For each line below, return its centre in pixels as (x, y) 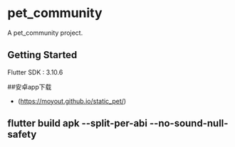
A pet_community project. (45, 33)
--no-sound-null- (189, 123)
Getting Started (42, 55)
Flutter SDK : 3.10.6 (35, 72)
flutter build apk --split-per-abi (78, 123)
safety (22, 135)
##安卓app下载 (30, 87)
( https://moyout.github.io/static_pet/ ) (72, 101)
